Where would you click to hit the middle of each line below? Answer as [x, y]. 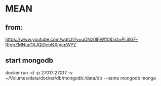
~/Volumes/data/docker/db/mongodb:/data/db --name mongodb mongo [81, 78]
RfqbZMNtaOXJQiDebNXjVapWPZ [41, 45]
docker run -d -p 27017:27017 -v [39, 72]
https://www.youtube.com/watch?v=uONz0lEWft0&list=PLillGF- [72, 39]
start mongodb [29, 61]
